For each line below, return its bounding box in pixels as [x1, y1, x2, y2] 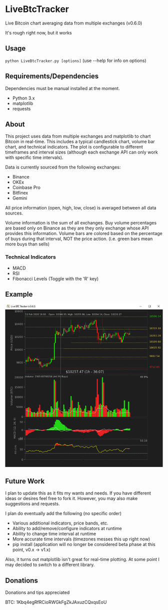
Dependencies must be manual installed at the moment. [5, 85, 120, 91]
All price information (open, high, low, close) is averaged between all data [5, 205, 156, 211]
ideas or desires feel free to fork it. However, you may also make [5, 495, 138, 501]
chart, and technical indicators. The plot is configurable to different [5, 144, 143, 150]
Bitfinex [12, 190, 28, 196]
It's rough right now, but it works [5, 29, 72, 35]
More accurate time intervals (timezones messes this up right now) [12, 536, 150, 542]
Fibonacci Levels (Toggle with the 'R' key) [12, 275, 99, 281]
